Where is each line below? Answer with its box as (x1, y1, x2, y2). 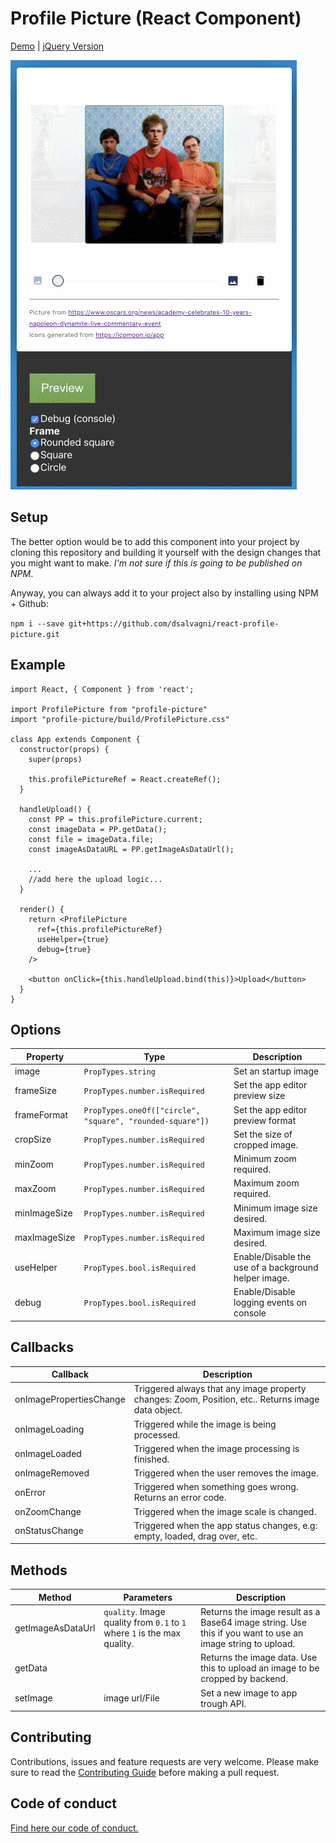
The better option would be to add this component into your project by (10, 535, 300, 547)
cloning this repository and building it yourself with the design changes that (10, 546, 322, 558)
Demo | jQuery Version (10, 40, 105, 52)
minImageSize (14, 1207, 73, 1219)
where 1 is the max (103, 1627, 182, 1639)
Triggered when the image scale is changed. (133, 1505, 317, 1517)
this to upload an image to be (200, 1662, 320, 1674)
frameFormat (14, 1109, 69, 1121)
